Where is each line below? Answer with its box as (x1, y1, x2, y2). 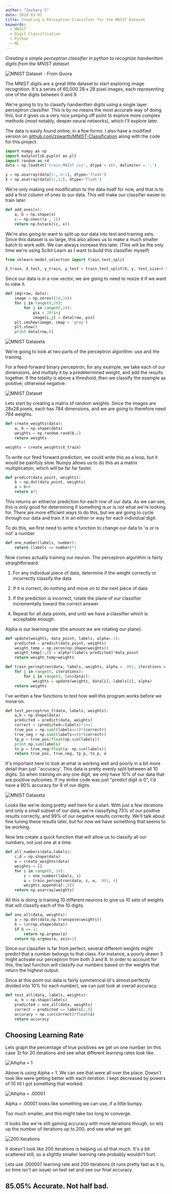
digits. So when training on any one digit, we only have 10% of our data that (5, 771, 165, 778)
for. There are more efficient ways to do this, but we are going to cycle (5, 509, 154, 516)
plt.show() (14, 324, 38, 329)
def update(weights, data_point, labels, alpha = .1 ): (5, 636, 120, 641)
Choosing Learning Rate (5, 1031, 84, 1040)
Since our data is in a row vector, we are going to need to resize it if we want (5, 275, 166, 282)
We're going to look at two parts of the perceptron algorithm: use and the (5, 348, 160, 355)
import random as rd (5, 158, 50, 163)
